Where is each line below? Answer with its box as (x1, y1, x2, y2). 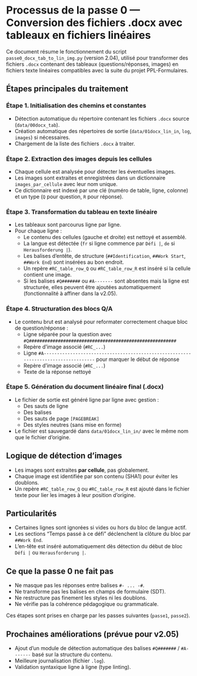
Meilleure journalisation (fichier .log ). (14, 657, 106, 664)
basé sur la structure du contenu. (32, 651, 113, 658)
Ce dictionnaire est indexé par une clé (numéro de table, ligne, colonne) (14, 187, 189, 194)
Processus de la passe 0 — (6, 4, 141, 17)
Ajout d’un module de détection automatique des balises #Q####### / (14, 645, 180, 652)
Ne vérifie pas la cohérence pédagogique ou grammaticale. (14, 601, 159, 608)
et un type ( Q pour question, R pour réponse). (14, 193, 123, 200)
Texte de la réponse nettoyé (23, 368, 91, 375)
